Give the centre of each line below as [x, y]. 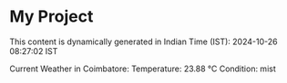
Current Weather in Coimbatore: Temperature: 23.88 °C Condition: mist [143, 69]
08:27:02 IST [34, 51]
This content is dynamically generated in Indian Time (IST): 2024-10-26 [143, 41]
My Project [51, 17]
